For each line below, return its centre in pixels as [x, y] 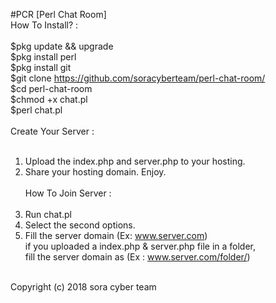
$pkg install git [41, 67]
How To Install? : [44, 25]
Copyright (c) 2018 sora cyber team [83, 287]
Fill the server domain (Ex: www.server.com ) [116, 235]
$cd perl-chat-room [51, 88]
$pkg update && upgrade [62, 46]
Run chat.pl [48, 214]
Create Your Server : [52, 131]
